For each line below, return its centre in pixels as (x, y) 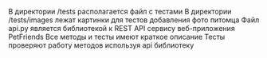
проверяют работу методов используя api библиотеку (101, 45)
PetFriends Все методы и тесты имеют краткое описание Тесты (117, 37)
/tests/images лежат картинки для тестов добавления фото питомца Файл (134, 20)
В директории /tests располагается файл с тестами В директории (120, 12)
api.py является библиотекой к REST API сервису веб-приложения (122, 28)
